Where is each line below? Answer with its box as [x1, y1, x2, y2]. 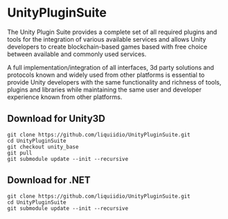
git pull [7, 149, 33, 157]
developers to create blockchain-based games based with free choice [7, 42, 208, 51]
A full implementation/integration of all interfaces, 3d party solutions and [7, 63, 215, 71]
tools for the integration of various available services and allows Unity [7, 35, 207, 43]
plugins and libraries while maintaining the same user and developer [7, 85, 202, 94]
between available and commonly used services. [7, 50, 147, 58]
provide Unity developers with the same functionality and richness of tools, [7, 78, 222, 86]
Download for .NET [7, 175, 91, 186]
